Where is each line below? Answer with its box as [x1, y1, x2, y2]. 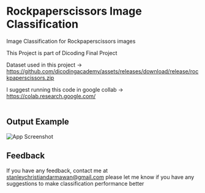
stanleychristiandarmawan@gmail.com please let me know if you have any [6, 173, 195, 181]
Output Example [6, 117, 69, 127]
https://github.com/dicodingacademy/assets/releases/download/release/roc [6, 67, 199, 75]
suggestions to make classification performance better [6, 180, 144, 187]
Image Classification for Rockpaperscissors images [6, 37, 136, 45]
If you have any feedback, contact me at [6, 167, 108, 174]
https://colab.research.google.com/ [6, 92, 96, 100]
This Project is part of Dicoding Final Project [6, 49, 117, 56]
